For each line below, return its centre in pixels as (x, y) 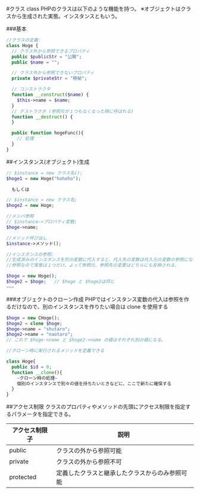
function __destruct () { (42, 117)
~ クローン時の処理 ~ (37, 378)
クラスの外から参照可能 (89, 451)
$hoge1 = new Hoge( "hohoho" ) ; (44, 178)
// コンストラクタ (31, 89)
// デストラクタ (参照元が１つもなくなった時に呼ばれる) (73, 111)
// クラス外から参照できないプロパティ (53, 73)
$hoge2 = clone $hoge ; (34, 323)
